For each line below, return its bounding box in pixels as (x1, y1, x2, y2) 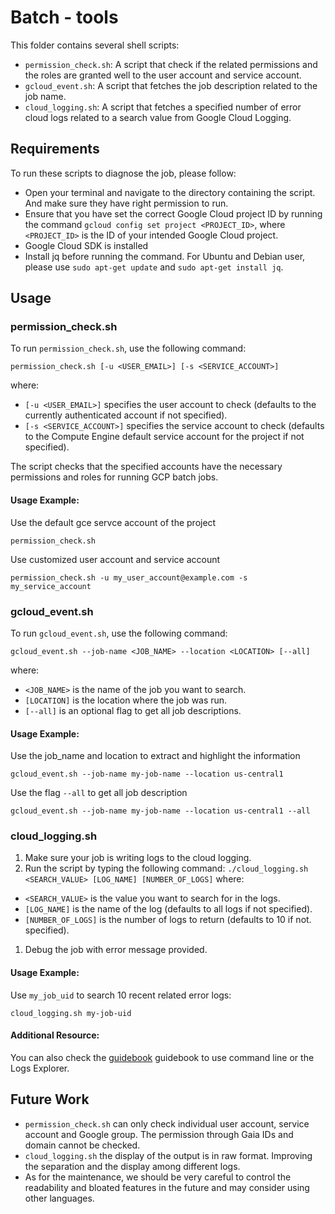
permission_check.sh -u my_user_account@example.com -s (10, 572, 248, 583)
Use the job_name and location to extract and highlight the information (10, 750, 301, 762)
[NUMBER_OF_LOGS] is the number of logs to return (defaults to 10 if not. (24, 914, 312, 926)
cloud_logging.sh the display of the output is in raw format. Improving (24, 1149, 313, 1161)
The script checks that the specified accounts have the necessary (10, 461, 283, 473)
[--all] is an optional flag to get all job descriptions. (24, 704, 242, 716)
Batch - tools (10, 6, 119, 29)
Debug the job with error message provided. (24, 944, 208, 956)
